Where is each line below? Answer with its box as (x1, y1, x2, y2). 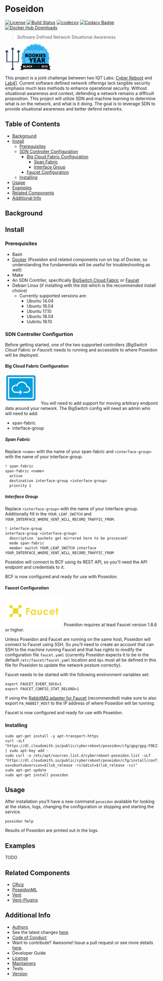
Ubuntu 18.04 (26, 313, 54, 319)
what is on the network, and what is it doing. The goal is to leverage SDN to (5, 101, 156, 107)
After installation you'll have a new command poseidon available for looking (5, 798, 155, 804)
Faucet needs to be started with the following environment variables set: (5, 672, 149, 678)
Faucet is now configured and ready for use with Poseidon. (5, 710, 123, 716)
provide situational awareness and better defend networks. (5, 106, 123, 111)
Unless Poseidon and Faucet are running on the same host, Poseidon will (5, 636, 151, 642)
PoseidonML (12, 887, 37, 892)
